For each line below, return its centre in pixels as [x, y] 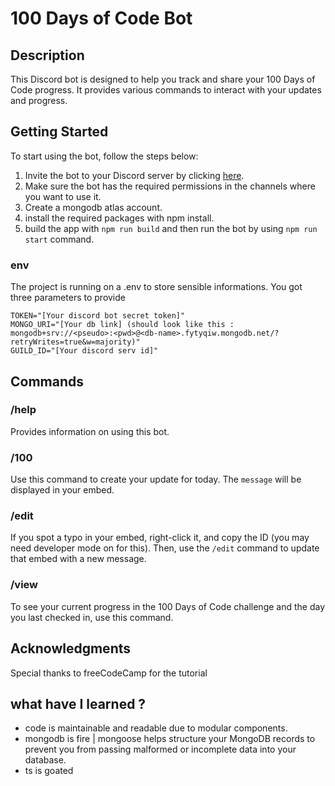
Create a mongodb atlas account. [93, 207]
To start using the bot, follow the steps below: [104, 156]
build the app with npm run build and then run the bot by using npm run [171, 228]
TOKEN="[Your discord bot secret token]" [98, 316]
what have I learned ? [78, 703]
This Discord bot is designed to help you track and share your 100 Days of [163, 79]
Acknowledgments [71, 648]
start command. [59, 239]
